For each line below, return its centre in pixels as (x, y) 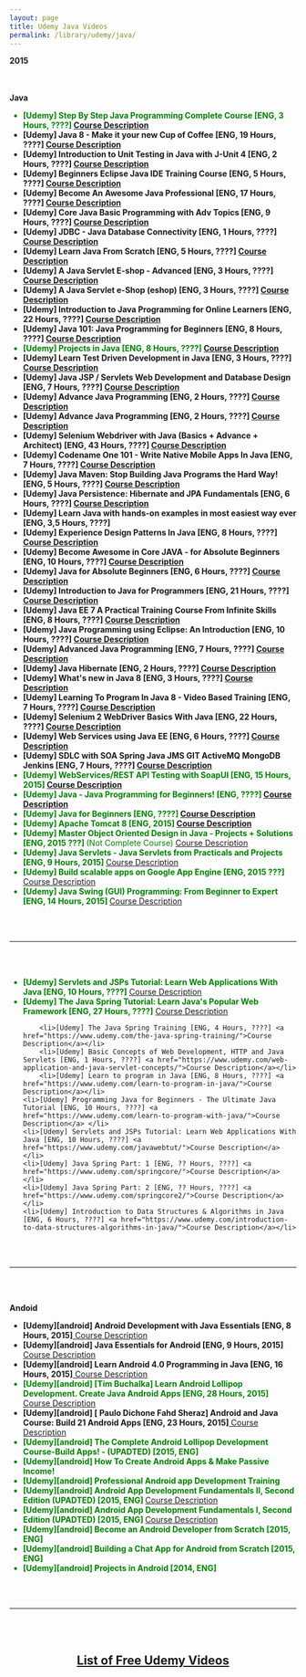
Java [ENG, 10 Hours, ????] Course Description (112, 992)
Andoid (24, 1308)
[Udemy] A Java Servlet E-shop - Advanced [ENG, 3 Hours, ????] (148, 271)
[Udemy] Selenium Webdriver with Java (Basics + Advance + (140, 435)
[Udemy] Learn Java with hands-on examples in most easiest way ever (159, 513)
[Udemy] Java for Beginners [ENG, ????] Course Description (139, 814)
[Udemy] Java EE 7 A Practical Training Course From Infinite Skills (149, 610)
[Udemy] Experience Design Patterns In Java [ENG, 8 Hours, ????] (150, 533)
